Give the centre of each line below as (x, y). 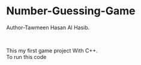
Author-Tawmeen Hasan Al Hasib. (48, 27)
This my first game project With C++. (52, 50)
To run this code (26, 57)
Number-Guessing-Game (71, 11)
